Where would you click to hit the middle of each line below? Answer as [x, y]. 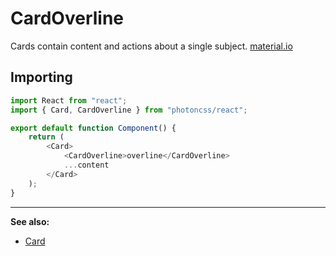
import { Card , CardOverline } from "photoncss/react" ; [129, 110]
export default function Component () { [93, 128]
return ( [46, 137]
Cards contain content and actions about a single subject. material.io [151, 46]
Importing [41, 77]
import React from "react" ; [69, 100]
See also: [30, 221]
